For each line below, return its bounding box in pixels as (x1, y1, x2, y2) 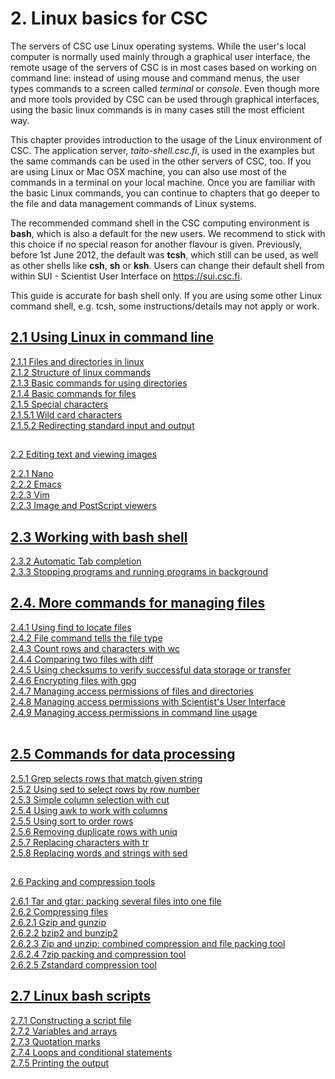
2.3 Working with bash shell (10, 528, 188, 546)
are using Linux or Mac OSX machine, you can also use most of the (10, 165, 287, 177)
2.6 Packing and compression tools (10, 875, 156, 887)
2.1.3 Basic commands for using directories (10, 377, 188, 389)
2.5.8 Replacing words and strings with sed (10, 847, 188, 859)
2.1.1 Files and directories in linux (10, 355, 145, 367)
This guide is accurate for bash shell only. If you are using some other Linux (10, 289, 323, 301)
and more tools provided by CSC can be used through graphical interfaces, (10, 93, 320, 105)
